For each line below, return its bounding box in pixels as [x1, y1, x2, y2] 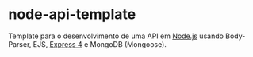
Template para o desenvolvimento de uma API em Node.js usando [8, 31, 224, 41]
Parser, [8, 39, 32, 48]
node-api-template [8, 5, 136, 23]
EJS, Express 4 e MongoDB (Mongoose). [33, 39, 167, 48]
